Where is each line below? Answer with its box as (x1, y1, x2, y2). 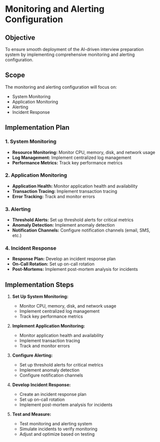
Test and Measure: (12, 411, 51, 417)
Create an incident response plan (19, 391, 87, 397)
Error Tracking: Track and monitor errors (12, 193, 95, 199)
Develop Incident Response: (12, 382, 71, 388)
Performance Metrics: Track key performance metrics (12, 159, 123, 165)
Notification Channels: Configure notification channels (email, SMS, (12, 227, 151, 234)
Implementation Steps (5, 281, 74, 289)
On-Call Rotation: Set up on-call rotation (12, 261, 94, 267)
